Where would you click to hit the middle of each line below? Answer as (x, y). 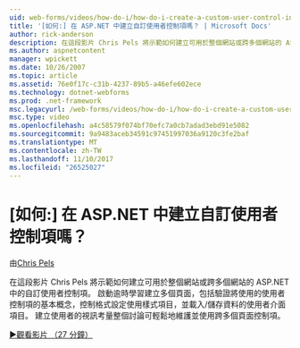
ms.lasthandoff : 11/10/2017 (62, 159)
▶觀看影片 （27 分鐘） (51, 335)
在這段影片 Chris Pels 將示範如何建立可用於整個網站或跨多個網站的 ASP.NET (150, 282)
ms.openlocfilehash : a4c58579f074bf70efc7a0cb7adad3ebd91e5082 (129, 126)
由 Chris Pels (32, 263)
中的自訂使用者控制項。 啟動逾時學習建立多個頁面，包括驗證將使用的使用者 (147, 293)
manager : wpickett (43, 59)
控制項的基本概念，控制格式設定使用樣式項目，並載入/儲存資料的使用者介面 (148, 304)
